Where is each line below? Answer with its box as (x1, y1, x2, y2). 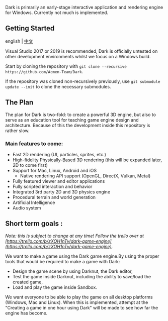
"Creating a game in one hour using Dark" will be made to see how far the (5, 304, 158, 310)
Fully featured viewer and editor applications (12, 178, 105, 184)
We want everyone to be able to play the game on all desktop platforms (5, 294, 153, 300)
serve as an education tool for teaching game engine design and (5, 117, 139, 123)
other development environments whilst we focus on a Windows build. (5, 53, 151, 59)
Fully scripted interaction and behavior (12, 183, 93, 189)
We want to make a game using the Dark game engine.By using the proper (5, 253, 159, 259)
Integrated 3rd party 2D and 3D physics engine (12, 188, 111, 195)
